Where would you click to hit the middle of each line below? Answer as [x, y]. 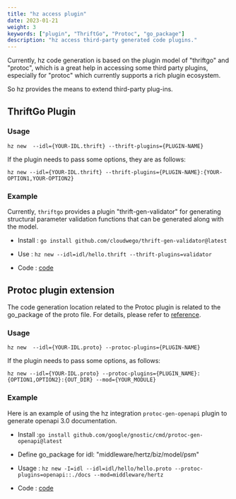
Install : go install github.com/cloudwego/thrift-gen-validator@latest [122, 241]
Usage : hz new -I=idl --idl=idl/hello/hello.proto [94, 468]
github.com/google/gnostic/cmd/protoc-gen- [138, 435]
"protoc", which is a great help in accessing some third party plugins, [108, 68]
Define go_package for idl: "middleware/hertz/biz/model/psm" [108, 454]
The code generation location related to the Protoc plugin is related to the [114, 307]
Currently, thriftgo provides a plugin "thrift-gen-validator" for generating [114, 212]
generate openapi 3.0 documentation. [62, 420]
